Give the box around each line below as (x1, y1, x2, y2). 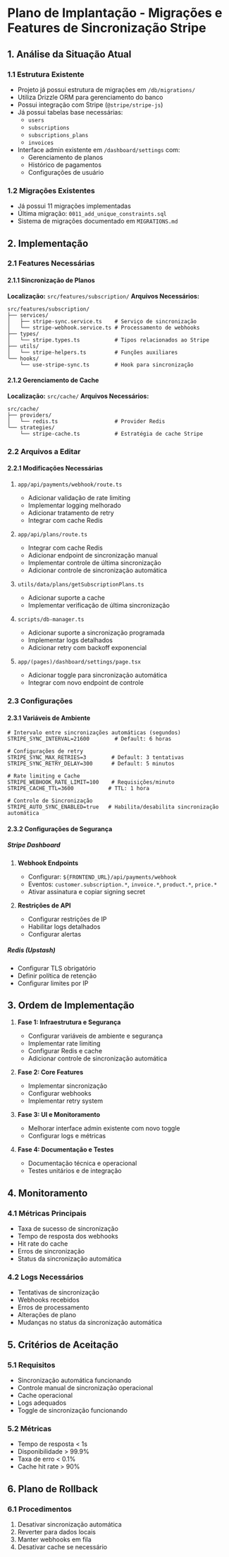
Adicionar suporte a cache (27, 594, 106, 602)
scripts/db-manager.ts (17, 616, 85, 623)
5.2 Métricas (7, 1424, 52, 1434)
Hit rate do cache (17, 1239, 68, 1248)
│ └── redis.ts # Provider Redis (7, 417, 166, 425)
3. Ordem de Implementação (7, 1000, 135, 1012)
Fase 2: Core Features (17, 1068, 83, 1077)
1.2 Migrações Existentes (7, 185, 95, 195)
